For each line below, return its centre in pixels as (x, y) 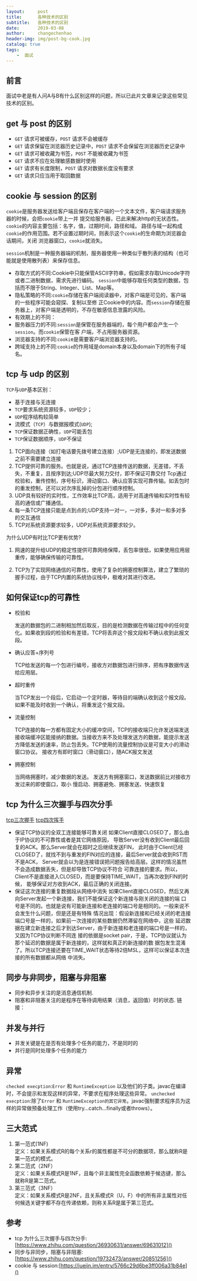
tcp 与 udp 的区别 (38, 374)
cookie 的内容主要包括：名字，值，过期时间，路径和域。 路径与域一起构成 (94, 226)
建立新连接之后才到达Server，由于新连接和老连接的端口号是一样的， (108, 928)
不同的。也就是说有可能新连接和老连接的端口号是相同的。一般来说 (105, 906)
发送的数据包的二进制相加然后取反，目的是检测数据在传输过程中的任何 (99, 625)
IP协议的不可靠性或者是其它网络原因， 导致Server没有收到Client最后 (102, 840)
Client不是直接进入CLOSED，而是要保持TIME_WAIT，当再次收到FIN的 (99, 876)
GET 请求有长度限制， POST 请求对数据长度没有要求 (74, 168)
